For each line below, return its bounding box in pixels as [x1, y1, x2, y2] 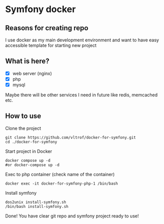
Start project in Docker [5, 148, 52, 154]
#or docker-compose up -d [5, 162, 59, 167]
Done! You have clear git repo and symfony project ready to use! [5, 213, 139, 219]
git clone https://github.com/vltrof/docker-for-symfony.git [5, 135, 136, 140]
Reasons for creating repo [5, 24, 89, 32]
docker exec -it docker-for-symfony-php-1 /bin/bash [5, 181, 118, 186]
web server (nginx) [12, 70, 52, 76]
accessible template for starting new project [5, 42, 97, 48]
